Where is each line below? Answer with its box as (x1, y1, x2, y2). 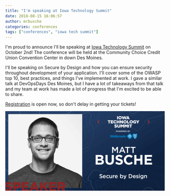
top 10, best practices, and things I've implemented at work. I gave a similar (5, 75, 162, 81)
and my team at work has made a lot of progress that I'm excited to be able (5, 86, 162, 92)
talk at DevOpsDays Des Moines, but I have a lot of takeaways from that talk (5, 81, 163, 87)
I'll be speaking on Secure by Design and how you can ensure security (5, 65, 152, 71)
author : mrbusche (5, 19, 42, 24)
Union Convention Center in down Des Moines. (5, 55, 103, 61)
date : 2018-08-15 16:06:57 (5, 13, 62, 19)
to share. (5, 91, 24, 97)
